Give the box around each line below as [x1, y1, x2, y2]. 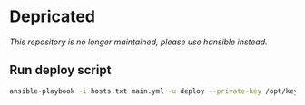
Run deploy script [9, 62, 112, 78]
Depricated [9, 6, 95, 27]
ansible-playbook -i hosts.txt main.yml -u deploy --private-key [9, 86, 261, 96]
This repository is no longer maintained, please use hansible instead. [9, 36, 268, 47]
